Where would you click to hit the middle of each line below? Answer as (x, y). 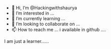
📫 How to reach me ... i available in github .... (59, 30)
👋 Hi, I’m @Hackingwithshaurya (44, 8)
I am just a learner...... (27, 41)
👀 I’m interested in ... (33, 13)
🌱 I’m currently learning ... (38, 18)
